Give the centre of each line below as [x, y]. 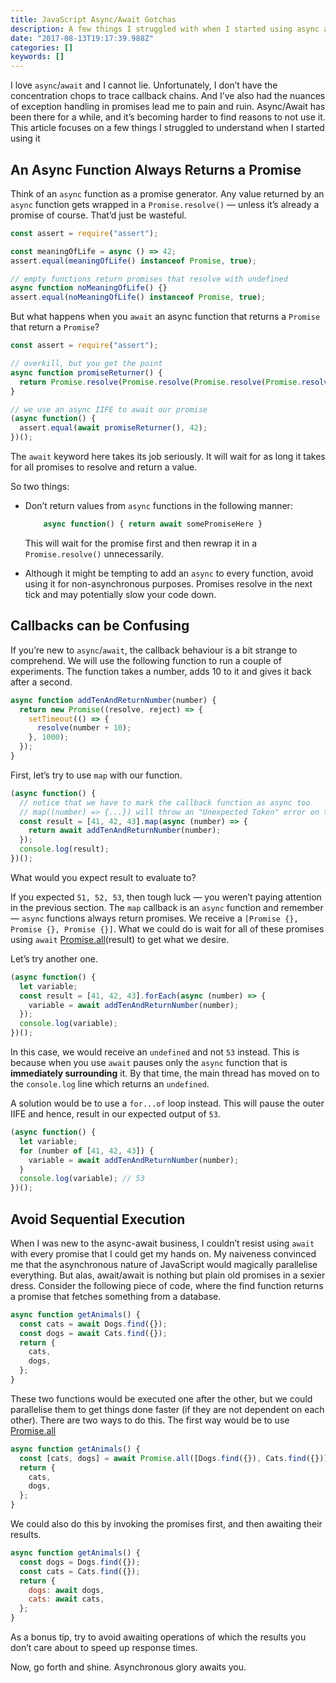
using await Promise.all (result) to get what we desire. [120, 939]
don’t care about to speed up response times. [104, 1648]
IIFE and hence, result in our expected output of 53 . [115, 1114]
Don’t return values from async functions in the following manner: [158, 506]
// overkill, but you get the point [86, 364]
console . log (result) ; [64, 849]
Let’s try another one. [54, 958]
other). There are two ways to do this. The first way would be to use [150, 1420]
